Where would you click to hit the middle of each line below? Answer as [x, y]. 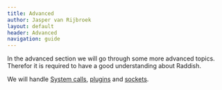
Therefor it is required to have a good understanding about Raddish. [104, 66]
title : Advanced [31, 13]
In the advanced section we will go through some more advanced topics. [111, 58]
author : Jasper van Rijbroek [49, 20]
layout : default [31, 26]
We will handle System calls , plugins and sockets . [78, 79]
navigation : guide [34, 39]
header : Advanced [32, 33]
